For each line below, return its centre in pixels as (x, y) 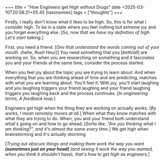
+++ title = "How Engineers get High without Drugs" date (63, 7)
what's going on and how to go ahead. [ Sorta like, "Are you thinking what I (81, 124)
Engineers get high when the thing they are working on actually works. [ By (81, 108)
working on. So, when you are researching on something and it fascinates (80, 58)
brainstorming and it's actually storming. (46, 134)
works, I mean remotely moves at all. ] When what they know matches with (81, 113)
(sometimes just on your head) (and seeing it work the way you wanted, (79, 149)
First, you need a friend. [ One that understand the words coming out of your (82, 47)
